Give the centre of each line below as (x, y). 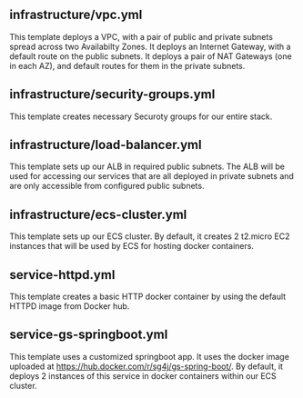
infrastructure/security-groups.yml (112, 95)
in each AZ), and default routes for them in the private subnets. (127, 65)
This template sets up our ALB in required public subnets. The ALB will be (147, 166)
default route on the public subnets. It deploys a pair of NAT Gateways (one (151, 56)
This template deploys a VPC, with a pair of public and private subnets (141, 36)
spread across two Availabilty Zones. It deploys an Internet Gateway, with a (150, 46)
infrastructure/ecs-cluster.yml (98, 214)
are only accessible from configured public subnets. (107, 186)
